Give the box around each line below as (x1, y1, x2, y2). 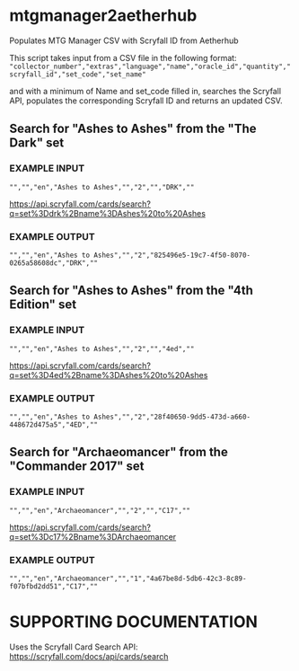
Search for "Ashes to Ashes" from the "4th (9, 283, 254, 298)
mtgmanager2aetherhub (9, 5, 198, 26)
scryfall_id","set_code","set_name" (9, 69, 146, 79)
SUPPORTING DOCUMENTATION (9, 612, 259, 632)
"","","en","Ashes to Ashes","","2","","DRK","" (9, 182, 195, 191)
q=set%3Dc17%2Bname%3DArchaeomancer (9, 531, 177, 542)
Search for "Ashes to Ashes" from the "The (9, 121, 258, 137)
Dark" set (9, 136, 65, 151)
